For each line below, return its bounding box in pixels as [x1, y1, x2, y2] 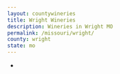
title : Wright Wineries [7, 17, 76, 24]
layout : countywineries [7, 10, 76, 17]
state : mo [7, 42, 36, 49]
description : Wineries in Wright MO [7, 23, 113, 30]
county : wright [7, 36, 51, 43]
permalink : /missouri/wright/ [7, 29, 95, 37]
